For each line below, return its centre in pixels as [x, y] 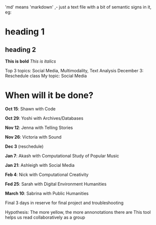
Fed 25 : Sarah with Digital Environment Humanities [56, 184]
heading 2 [21, 50]
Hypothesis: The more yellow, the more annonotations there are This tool [78, 212]
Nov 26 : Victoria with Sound [33, 137]
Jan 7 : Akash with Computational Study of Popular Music [62, 156]
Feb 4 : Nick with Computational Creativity [47, 175]
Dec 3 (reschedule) [24, 146]
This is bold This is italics [31, 61]
